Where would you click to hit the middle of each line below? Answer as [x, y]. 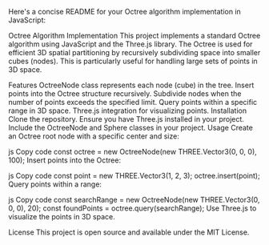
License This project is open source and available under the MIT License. [129, 232]
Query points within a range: [55, 184]
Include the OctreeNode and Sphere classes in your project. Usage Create [131, 128]
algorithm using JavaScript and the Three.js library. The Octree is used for [130, 44]
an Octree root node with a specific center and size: [94, 136]
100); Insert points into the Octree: [65, 160]
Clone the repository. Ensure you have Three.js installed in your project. [126, 119]
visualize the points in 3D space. [62, 217]
